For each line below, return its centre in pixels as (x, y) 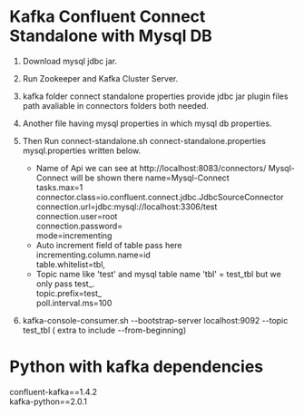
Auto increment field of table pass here (109, 245)
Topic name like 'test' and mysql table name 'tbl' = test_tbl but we (158, 274)
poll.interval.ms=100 (74, 303)
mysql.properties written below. (82, 150)
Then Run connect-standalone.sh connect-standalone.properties (144, 140)
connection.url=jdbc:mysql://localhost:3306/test (127, 207)
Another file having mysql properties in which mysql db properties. (147, 123)
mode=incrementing (74, 235)
